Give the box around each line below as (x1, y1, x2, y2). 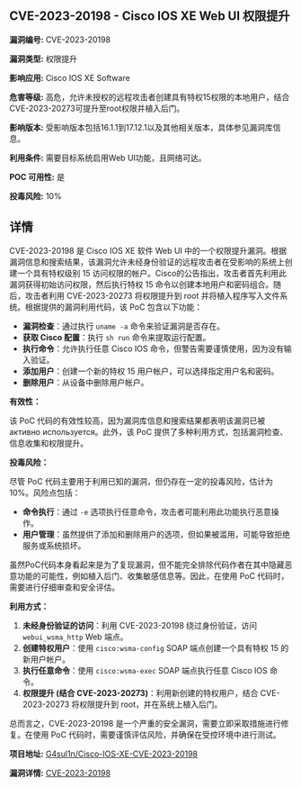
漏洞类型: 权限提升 (9, 53, 78, 64)
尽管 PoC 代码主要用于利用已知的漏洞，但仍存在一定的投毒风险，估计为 (9, 475, 274, 486)
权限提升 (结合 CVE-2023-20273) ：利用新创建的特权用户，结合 (22, 687, 259, 698)
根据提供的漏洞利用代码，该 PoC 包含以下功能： (24, 301, 203, 312)
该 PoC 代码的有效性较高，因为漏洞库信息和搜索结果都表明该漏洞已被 (9, 415, 266, 426)
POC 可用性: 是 (9, 171, 66, 182)
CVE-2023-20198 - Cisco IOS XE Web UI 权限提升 (9, 8, 290, 24)
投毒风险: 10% (9, 190, 62, 201)
